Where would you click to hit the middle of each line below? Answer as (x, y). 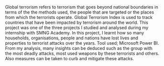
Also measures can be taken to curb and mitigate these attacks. (69, 58)
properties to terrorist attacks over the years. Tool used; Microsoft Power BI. (82, 43)
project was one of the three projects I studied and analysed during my (77, 28)
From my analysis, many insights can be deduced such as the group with (79, 48)
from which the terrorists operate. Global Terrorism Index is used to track (79, 17)
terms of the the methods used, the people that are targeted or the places (80, 12)
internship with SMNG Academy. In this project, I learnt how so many (75, 33)
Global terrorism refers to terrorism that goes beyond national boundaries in (82, 7)
